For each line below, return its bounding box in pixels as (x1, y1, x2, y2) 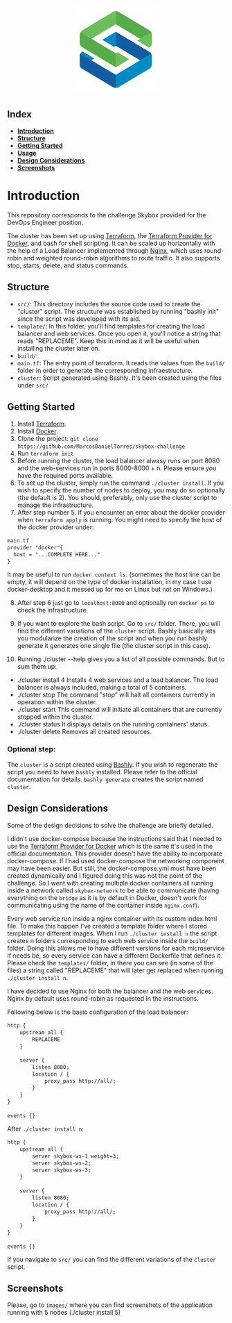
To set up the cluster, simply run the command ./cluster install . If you (17, 479, 224, 487)
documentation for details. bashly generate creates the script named (7, 775, 204, 783)
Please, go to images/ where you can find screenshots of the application (7, 1301, 213, 1309)
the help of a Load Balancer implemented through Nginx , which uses (7, 246, 203, 255)
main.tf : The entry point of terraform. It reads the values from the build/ (17, 358, 225, 367)
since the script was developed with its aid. (17, 315, 141, 323)
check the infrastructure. (17, 606, 89, 614)
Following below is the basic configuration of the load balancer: (7, 1008, 188, 1016)
